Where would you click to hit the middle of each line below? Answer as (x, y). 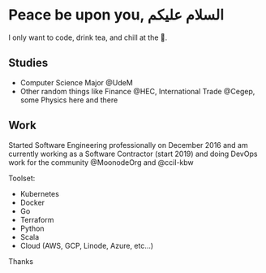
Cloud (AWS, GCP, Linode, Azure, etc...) (87, 245)
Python (32, 228)
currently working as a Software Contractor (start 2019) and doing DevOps (133, 154)
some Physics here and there (69, 100)
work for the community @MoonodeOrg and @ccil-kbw (101, 162)
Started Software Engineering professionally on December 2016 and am (129, 145)
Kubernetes (39, 193)
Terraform (37, 219)
